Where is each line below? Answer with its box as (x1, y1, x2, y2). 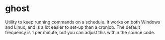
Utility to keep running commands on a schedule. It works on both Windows (5, 19, 161, 25)
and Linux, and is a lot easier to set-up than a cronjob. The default (5, 24, 140, 30)
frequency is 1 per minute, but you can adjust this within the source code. (5, 29, 156, 35)
